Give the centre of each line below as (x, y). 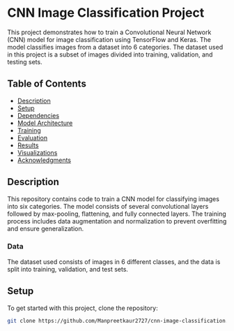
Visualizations (37, 152)
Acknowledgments (44, 160)
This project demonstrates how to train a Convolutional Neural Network (109, 32)
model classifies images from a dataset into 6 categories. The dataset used (115, 47)
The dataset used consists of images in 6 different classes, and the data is (114, 262)
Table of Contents (47, 84)
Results (28, 145)
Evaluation (32, 138)
